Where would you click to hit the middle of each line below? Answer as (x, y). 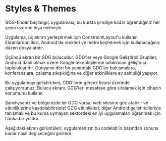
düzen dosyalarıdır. (25, 47)
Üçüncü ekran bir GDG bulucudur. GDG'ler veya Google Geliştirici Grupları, (81, 57)
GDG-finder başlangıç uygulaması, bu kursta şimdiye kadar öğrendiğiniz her (83, 22)
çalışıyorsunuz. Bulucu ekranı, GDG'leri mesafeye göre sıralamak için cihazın (83, 88)
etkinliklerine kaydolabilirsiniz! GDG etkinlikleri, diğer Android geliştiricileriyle (83, 108)
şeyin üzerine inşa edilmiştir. (34, 27)
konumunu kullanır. (25, 93)
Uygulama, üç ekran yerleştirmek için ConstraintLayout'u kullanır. (72, 37)
